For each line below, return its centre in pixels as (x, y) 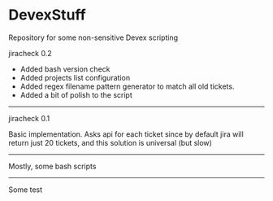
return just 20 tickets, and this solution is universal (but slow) (110, 142)
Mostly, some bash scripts (52, 166)
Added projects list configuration (75, 77)
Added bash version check (65, 69)
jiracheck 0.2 (30, 53)
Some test (26, 190)
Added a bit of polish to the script (76, 94)
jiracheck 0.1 (29, 118)
